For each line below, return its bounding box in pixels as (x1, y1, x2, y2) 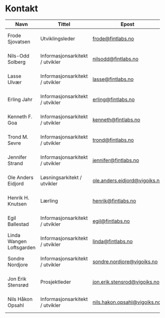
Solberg (7, 58, 26, 65)
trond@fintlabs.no (92, 136, 134, 143)
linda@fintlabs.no (92, 238, 133, 245)
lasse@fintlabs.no (92, 76, 134, 83)
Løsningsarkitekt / (40, 174, 82, 181)
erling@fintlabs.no (92, 96, 135, 103)
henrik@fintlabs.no (92, 197, 137, 204)
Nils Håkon (7, 295, 33, 302)
